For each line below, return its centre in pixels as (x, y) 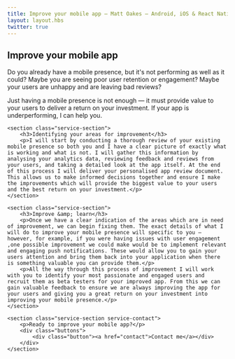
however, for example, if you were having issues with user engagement (114, 239)
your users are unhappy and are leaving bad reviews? (85, 87)
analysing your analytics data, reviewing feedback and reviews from (111, 159)
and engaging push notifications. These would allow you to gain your (112, 251)
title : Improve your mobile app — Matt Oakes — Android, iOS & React (111, 14)
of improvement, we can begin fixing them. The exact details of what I (115, 226)
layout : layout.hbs (36, 20)
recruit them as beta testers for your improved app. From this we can (114, 282)
